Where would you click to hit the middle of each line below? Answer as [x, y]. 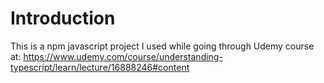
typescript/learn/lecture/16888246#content [100, 67]
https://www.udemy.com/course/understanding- [123, 56]
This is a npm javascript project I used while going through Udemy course [162, 46]
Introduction [63, 18]
